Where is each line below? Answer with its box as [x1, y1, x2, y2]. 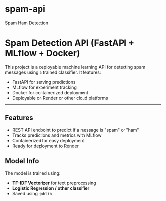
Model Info [5, 157, 39, 165]
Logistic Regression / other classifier [12, 185, 90, 191]
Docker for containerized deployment [12, 89, 89, 95]
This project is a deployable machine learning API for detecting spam [5, 64, 146, 70]
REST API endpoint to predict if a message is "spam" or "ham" [12, 127, 139, 133]
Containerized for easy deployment [12, 137, 84, 143]
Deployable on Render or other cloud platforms [12, 95, 108, 100]
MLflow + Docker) [5, 48, 80, 59]
